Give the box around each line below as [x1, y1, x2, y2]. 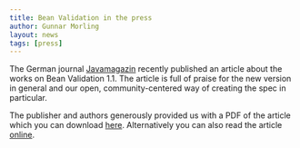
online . [9, 129, 35, 141]
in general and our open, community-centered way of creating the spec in [9, 83, 286, 94]
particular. [9, 93, 47, 104]
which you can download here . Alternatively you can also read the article [9, 120, 283, 131]
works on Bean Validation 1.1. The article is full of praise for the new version [9, 74, 292, 84]
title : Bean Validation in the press [9, 13, 153, 23]
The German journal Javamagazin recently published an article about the [9, 64, 283, 74]
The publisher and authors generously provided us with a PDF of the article [9, 110, 291, 121]
